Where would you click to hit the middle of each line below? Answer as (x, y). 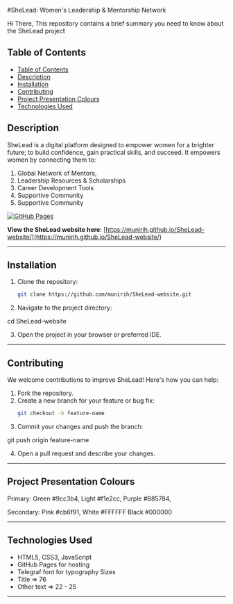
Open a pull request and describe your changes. (86, 453)
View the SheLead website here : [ (57, 229)
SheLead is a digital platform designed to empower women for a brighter (111, 144)
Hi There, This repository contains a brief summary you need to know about (115, 23)
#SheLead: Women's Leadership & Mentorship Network (87, 10)
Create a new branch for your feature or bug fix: (86, 401)
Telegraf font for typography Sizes (66, 571)
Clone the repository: (48, 282)
